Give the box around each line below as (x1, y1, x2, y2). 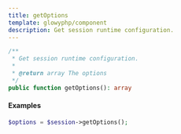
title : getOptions (8, 11, 68, 20)
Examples (8, 101, 42, 110)
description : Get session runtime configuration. (8, 26, 175, 34)
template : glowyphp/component (8, 19, 108, 27)
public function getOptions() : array (8, 84, 132, 92)
